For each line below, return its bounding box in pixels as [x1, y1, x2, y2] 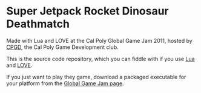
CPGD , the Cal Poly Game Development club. [6, 43, 119, 51]
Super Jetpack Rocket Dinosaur [6, 4, 170, 18]
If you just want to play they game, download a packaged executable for [6, 73, 186, 80]
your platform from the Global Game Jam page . [6, 80, 124, 87]
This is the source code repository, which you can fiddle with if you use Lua [6, 55, 195, 62]
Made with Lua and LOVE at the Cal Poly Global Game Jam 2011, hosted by [6, 37, 193, 44]
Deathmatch [6, 17, 70, 31]
